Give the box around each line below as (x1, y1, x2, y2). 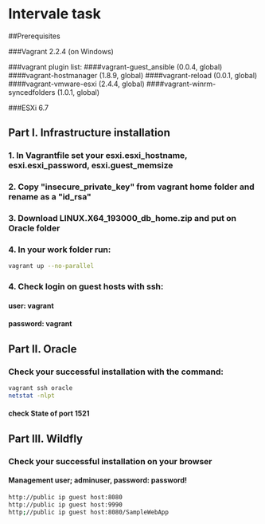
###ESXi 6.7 (8, 103, 49, 112)
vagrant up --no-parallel (8, 262, 94, 270)
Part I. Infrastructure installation (8, 126, 171, 140)
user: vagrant (8, 301, 54, 310)
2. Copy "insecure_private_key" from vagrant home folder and (8, 181, 255, 192)
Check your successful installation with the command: (8, 366, 224, 377)
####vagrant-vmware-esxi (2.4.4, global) (8, 79, 145, 89)
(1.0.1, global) (57, 87, 100, 97)
